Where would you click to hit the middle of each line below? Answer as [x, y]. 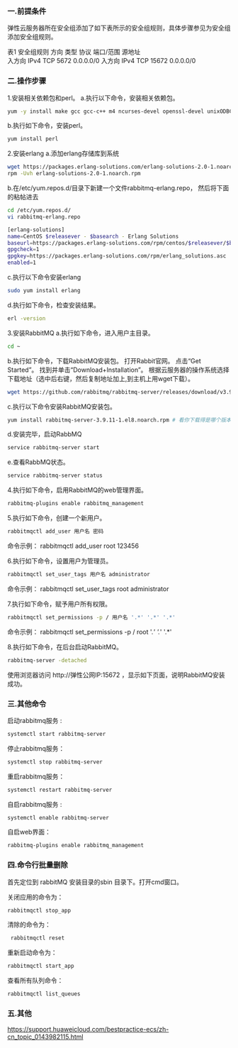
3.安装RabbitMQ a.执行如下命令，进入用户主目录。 [81, 333]
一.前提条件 [27, 11]
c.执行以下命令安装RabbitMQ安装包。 [62, 407]
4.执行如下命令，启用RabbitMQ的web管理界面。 [77, 490]
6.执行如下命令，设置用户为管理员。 [60, 561]
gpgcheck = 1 [23, 250]
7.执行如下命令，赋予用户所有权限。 [59, 604]
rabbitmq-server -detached [47, 660]
